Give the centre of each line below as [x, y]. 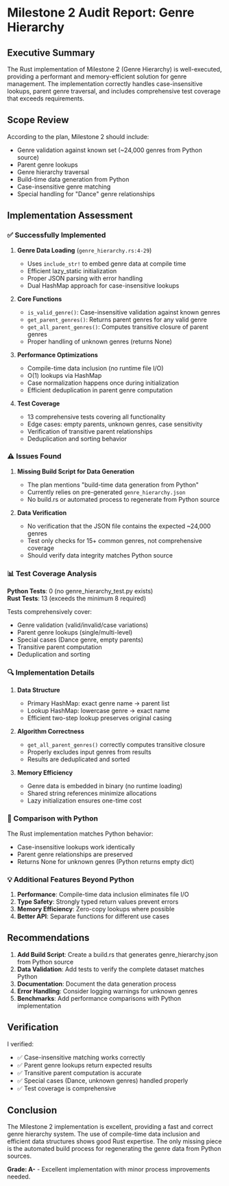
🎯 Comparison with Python [52, 818]
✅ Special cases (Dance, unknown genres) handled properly [103, 1080]
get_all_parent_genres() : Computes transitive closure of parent [118, 327]
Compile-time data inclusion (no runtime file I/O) [95, 368]
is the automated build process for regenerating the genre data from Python [114, 1149]
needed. [19, 1177]
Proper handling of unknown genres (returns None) [100, 341]
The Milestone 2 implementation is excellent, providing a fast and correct [110, 1127]
